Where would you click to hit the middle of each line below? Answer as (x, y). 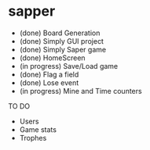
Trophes (33, 137)
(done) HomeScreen (52, 58)
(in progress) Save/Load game (69, 66)
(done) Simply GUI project (62, 41)
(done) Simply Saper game (63, 49)
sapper (32, 11)
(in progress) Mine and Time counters (81, 91)
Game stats (38, 129)
